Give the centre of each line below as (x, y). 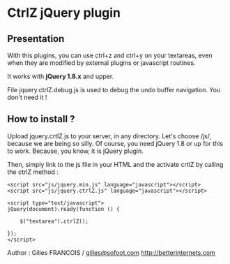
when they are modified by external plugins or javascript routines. (101, 63)
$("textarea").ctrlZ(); (54, 221)
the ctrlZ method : (33, 172)
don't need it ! (27, 97)
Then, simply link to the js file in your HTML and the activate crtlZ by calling (115, 164)
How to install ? (41, 119)
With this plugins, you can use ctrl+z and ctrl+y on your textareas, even (110, 55)
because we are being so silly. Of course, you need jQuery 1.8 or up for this (115, 143)
